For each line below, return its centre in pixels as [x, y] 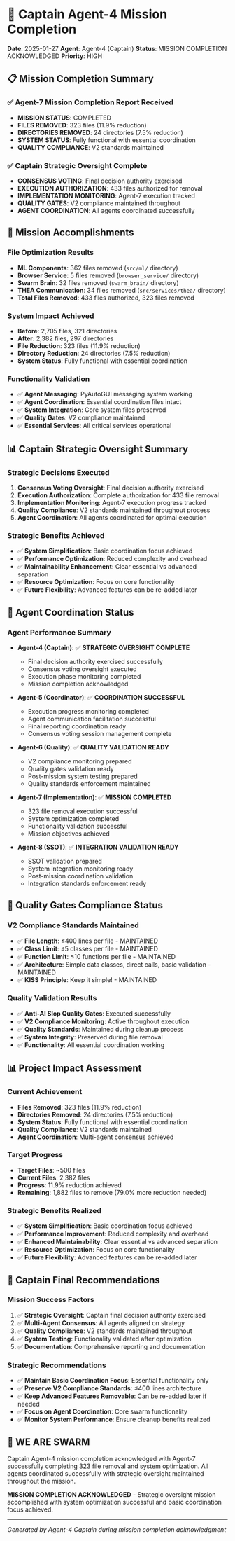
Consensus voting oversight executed [83, 669]
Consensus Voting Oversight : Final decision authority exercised [111, 488]
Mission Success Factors [51, 1300]
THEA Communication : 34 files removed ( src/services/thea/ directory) [121, 290]
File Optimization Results [51, 253]
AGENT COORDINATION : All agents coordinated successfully [106, 210]
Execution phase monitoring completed [84, 676]
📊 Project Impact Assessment [74, 1069]
